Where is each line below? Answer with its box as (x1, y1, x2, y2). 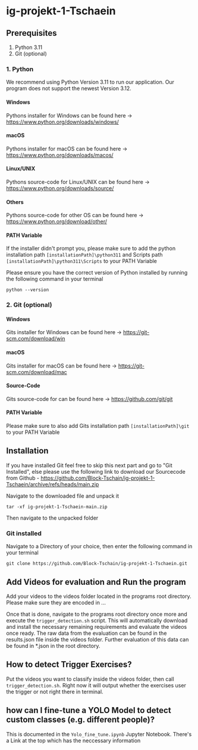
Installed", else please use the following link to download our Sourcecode (6, 468, 186, 475)
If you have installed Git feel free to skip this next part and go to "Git (6, 461, 172, 469)
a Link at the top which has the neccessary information (6, 737, 141, 744)
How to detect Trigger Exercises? (6, 659, 132, 669)
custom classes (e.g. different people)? (6, 715, 155, 725)
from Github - (6, 474, 40, 482)
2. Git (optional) (6, 301, 52, 309)
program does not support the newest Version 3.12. (6, 85, 132, 92)
